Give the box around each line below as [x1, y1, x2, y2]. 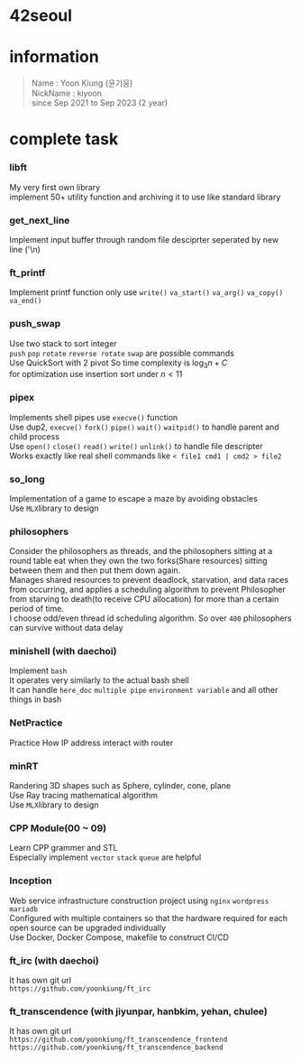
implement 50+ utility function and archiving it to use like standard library [9, 191, 281, 202]
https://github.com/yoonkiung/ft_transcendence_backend [9, 1043, 223, 1052]
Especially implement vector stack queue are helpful [9, 852, 202, 863]
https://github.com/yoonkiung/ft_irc [9, 984, 151, 993]
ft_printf [9, 266, 46, 279]
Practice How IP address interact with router [9, 737, 174, 748]
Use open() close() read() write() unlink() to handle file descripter [9, 440, 263, 451]
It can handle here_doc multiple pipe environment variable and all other [9, 685, 278, 696]
